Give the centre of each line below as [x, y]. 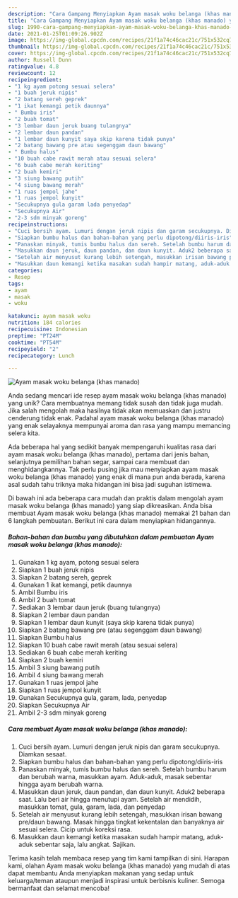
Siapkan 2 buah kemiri [50, 660]
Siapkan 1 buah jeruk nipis [56, 570]
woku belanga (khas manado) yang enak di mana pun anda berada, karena [117, 477]
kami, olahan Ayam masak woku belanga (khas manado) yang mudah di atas [119, 866]
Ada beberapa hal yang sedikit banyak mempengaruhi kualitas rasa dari [112, 447]
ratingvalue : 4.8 [34, 67]
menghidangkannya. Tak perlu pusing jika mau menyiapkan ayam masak [113, 470]
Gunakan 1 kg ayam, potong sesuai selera [79, 563]
